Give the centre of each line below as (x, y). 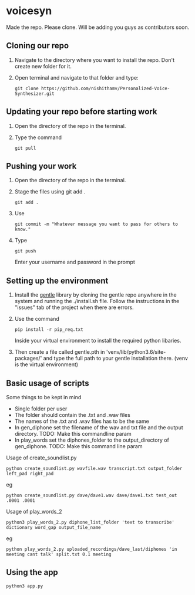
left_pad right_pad (30, 474)
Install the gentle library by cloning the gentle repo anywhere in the (96, 295)
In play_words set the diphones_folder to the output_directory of (92, 440)
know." (23, 229)
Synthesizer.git (34, 93)
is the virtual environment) (46, 364)
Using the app (32, 572)
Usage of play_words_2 (34, 512)
